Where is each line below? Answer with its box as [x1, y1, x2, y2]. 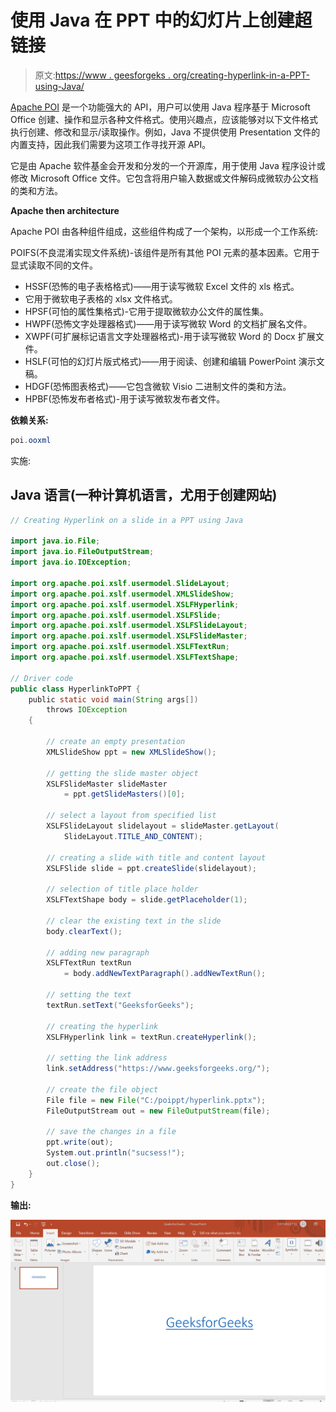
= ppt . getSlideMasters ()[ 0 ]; [63, 789, 186, 800]
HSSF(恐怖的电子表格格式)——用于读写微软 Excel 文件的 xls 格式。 [24, 280, 300, 292]
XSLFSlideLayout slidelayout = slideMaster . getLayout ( [46, 821, 280, 831]
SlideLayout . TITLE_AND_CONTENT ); [63, 831, 203, 841]
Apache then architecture [10, 204, 120, 216]
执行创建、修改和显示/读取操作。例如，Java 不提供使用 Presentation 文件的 [10, 126, 321, 138]
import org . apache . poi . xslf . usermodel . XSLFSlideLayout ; [10, 621, 248, 631]
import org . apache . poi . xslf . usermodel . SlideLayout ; [10, 578, 230, 588]
